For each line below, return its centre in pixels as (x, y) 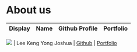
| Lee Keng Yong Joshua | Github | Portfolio (65, 43)
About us (29, 10)
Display (20, 28)
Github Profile (78, 28)
